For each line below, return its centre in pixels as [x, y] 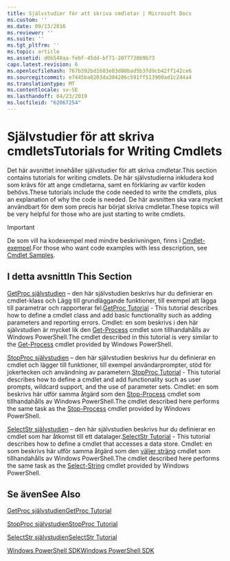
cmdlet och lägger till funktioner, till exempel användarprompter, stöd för [109, 365]
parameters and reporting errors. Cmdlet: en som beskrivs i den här [103, 322]
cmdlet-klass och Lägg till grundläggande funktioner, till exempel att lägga [112, 300]
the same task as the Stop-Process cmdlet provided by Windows [99, 408]
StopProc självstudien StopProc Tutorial [62, 524]
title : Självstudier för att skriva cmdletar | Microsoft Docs [100, 13]
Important [21, 227]
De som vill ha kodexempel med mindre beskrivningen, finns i [94, 240]
